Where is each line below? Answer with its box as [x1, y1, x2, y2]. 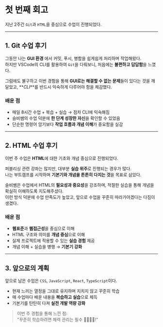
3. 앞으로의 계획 [5, 264, 49, 272]
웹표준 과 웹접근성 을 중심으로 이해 [12, 225, 75, 231]
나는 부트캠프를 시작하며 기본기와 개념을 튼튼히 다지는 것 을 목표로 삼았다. [5, 172, 142, 177]
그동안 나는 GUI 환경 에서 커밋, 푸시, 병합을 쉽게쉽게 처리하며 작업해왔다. [5, 55, 142, 61]
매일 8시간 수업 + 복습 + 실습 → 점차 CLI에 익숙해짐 [12, 109, 110, 115]
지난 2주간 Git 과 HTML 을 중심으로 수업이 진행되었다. [5, 21, 102, 27]
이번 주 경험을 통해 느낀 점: [16, 310, 68, 316]
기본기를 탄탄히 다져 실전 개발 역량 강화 [12, 300, 86, 306]
